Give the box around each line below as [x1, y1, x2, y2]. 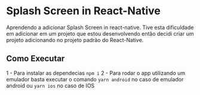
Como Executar [6, 53, 65, 64]
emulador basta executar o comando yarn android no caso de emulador [6, 75, 184, 83]
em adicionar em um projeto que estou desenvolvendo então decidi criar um [6, 30, 194, 37]
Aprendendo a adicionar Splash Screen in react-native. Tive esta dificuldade [6, 24, 194, 31]
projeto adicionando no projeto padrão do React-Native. [6, 36, 144, 43]
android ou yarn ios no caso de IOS [6, 82, 95, 89]
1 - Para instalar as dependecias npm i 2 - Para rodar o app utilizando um [6, 69, 186, 77]
